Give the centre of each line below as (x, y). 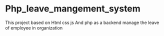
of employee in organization (34, 27)
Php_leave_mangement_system (73, 9)
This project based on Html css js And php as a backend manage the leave (82, 22)
